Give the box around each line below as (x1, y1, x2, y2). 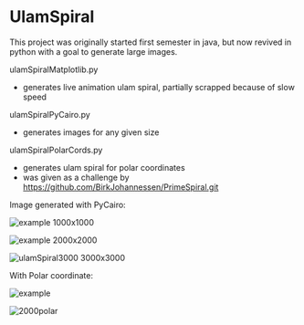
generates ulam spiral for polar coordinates (22, 162, 185, 173)
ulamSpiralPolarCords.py (9, 144, 103, 155)
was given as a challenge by (22, 172, 130, 183)
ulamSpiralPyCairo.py (9, 109, 91, 120)
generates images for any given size (22, 126, 160, 138)
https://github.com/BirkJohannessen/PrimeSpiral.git (22, 181, 219, 193)
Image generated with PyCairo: (9, 199, 126, 210)
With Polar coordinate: (9, 269, 94, 280)
